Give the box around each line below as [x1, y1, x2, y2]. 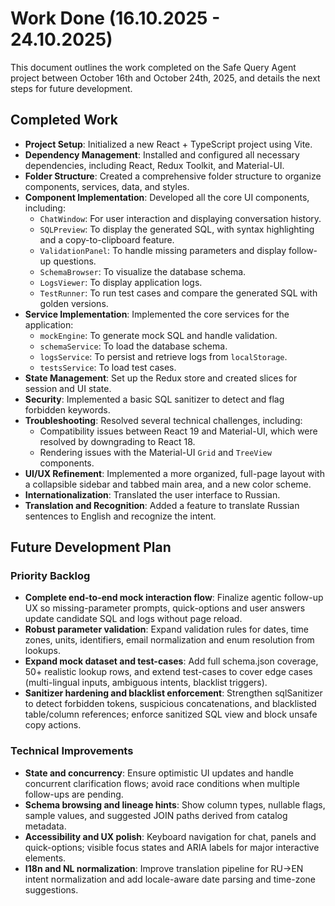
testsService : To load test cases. [39, 361, 177, 373]
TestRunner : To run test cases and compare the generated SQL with [39, 287, 318, 299]
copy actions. [24, 719, 82, 731]
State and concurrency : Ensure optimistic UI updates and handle [24, 767, 294, 779]
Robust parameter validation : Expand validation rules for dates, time [24, 623, 310, 636]
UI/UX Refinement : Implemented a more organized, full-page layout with [24, 467, 325, 479]
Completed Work [10, 112, 118, 129]
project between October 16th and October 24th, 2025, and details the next [10, 72, 321, 84]
